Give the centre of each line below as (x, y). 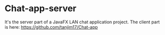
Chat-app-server (41, 9)
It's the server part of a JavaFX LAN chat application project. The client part (82, 22)
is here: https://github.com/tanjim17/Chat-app (51, 27)
